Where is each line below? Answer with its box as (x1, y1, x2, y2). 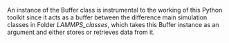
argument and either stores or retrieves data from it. (7, 28, 156, 36)
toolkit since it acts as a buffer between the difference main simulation (7, 13, 208, 21)
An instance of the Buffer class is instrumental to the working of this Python (7, 6, 223, 14)
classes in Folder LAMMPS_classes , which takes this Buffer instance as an (7, 21, 219, 28)
